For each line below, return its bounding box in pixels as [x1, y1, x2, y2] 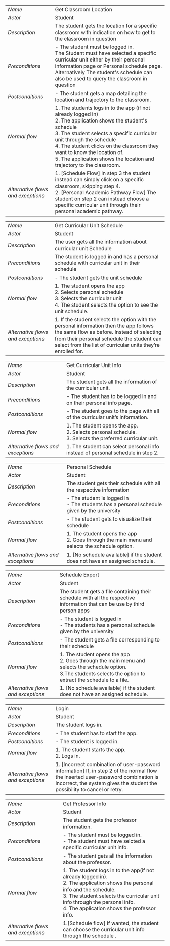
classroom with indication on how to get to [55, 29, 156, 36]
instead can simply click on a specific [55, 176, 144, 183]
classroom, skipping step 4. [55, 182, 120, 190]
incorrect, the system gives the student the [55, 780, 158, 787]
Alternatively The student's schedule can [55, 69, 153, 76]
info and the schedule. [63, 886, 116, 893]
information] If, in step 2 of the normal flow [55, 767, 157, 774]
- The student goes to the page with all [66, 408, 159, 414]
